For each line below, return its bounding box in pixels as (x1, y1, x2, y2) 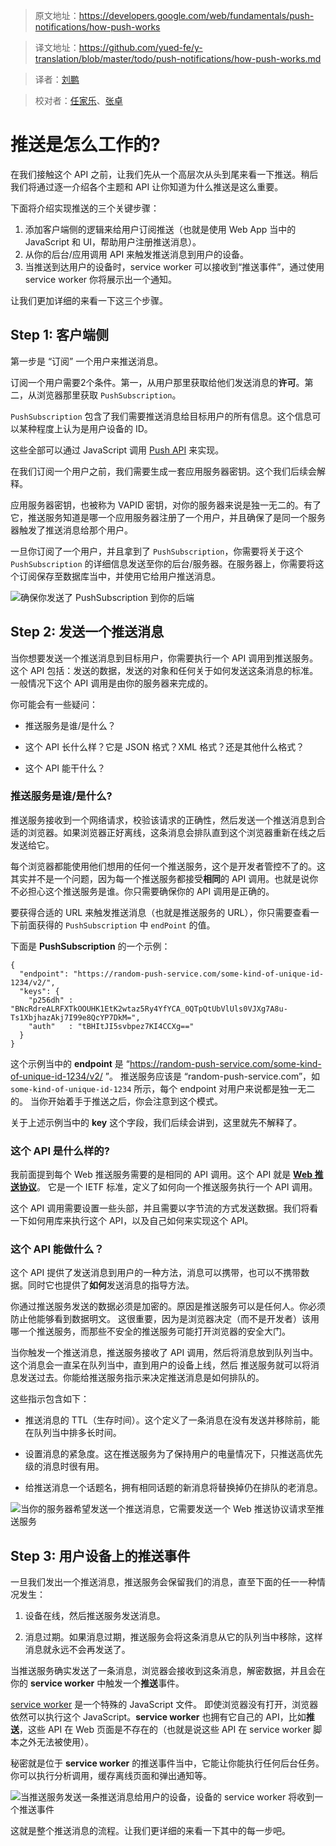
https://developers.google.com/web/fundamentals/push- (78, 10, 315, 21)
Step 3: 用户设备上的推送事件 (10, 1547, 191, 1564)
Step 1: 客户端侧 (10, 327, 109, 344)
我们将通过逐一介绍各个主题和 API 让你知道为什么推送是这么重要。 (10, 180, 284, 193)
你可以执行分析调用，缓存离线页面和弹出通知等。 (10, 1770, 212, 1782)
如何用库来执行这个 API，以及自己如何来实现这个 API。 (27, 1215, 254, 1227)
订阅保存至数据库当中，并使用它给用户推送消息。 (18, 570, 221, 582)
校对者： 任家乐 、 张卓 (34, 95, 123, 106)
